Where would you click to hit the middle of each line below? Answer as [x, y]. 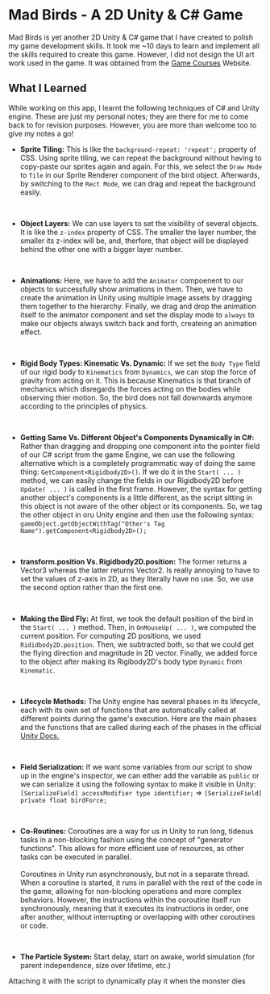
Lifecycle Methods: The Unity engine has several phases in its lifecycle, [140, 701]
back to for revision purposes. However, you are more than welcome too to [133, 125]
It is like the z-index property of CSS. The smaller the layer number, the [138, 232]
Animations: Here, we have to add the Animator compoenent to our [132, 280]
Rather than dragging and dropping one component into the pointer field [140, 446]
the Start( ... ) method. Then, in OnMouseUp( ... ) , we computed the [138, 627]
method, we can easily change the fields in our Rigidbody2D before [132, 480]
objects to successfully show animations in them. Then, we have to [131, 289]
